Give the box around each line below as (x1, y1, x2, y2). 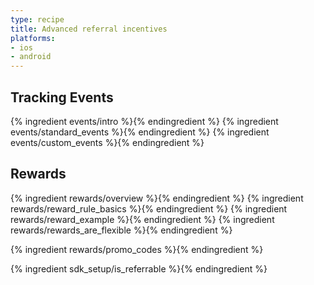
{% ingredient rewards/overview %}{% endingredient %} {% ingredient (10, 192, 304, 204)
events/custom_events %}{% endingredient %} (10, 136, 205, 148)
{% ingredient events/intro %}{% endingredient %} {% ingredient (10, 115, 279, 127)
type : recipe (10, 14, 65, 25)
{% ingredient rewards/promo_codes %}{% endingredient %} (10, 243, 264, 255)
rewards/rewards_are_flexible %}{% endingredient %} (10, 224, 233, 236)
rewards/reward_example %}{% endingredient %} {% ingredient (10, 213, 275, 225)
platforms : (10, 33, 56, 43)
